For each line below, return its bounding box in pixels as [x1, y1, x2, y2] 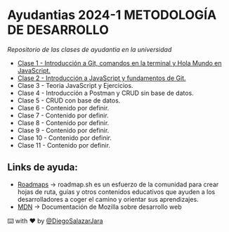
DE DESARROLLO [7, 22, 109, 38]
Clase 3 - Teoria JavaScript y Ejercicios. [17, 81, 133, 89]
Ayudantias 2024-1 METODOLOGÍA [7, 7, 217, 23]
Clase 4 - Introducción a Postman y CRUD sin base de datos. [17, 89, 195, 97]
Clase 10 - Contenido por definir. [17, 134, 112, 142]
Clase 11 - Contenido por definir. [17, 141, 111, 149]
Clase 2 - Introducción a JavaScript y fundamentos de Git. [17, 74, 186, 82]
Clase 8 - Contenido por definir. [17, 118, 110, 127]
